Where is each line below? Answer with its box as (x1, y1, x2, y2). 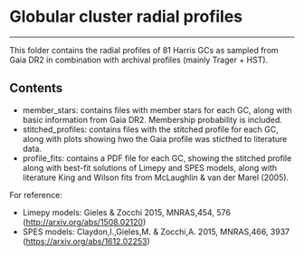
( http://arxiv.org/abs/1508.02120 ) (22, 216, 147, 227)
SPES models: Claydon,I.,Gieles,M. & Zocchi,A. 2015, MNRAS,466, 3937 (22, 226, 290, 237)
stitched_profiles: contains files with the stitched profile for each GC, (22, 124, 279, 135)
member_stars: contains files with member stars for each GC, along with (22, 104, 292, 115)
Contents (9, 81, 63, 96)
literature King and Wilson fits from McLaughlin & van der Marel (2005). (22, 172, 290, 183)
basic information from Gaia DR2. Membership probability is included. (22, 114, 283, 125)
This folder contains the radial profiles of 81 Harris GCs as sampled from (9, 44, 279, 55)
